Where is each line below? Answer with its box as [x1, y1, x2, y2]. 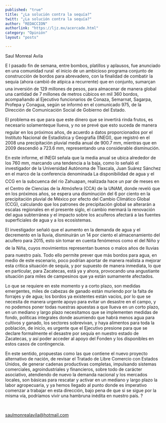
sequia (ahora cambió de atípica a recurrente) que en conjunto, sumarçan [5, 78, 156, 84]
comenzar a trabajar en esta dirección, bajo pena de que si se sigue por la [5, 387, 157, 393]
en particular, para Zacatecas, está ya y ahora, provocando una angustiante [5, 268, 160, 274]
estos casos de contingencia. [5, 341, 65, 347]
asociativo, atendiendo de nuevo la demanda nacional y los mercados [5, 371, 148, 377]
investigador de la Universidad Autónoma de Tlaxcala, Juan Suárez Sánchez [5, 165, 161, 171]
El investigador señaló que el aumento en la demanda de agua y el [5, 226, 141, 232]
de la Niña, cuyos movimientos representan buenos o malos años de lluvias [5, 245, 159, 251]
